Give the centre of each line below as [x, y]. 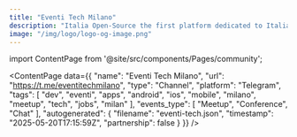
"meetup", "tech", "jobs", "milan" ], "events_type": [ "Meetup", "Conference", [148, 104]
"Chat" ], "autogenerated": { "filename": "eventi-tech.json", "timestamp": [141, 114]
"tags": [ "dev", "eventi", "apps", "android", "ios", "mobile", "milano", [133, 95]
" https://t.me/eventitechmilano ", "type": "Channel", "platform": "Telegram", [145, 86]
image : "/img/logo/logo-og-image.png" [80, 34]
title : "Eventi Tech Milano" [63, 17]
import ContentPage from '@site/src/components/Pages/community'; [136, 59]
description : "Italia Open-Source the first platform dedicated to [136, 26]
